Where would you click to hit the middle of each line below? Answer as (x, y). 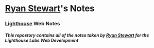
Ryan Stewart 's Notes (50, 8)
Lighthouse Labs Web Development (42, 40)
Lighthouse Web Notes (33, 24)
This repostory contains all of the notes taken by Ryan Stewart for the (77, 35)
